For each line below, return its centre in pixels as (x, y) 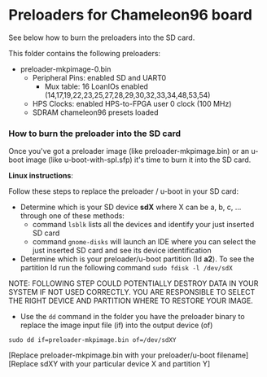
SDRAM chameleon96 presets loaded (95, 112)
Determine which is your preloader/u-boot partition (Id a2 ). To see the (137, 259)
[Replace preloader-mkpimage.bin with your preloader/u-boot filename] (129, 355)
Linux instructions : (41, 176)
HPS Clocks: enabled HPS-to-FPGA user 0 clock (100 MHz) (132, 103)
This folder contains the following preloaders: (85, 53)
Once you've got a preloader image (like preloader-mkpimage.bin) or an (129, 151)
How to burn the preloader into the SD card (95, 134)
